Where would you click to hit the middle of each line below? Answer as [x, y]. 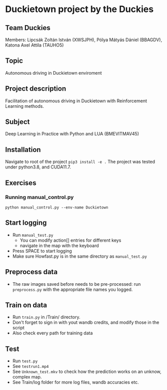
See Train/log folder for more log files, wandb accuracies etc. [75, 382]
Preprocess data [31, 272]
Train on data [26, 305]
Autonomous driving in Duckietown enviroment [53, 73]
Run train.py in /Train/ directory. [46, 317]
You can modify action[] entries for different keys [70, 240]
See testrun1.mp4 [30, 366]
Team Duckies [28, 28]
